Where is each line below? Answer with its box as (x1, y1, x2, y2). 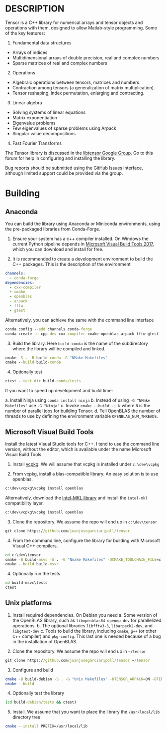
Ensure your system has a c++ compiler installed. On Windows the (12, 236, 149, 242)
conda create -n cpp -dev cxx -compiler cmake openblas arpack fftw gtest (5, 331, 159, 336)
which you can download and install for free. (12, 246, 104, 252)
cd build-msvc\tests (5, 580, 48, 585)
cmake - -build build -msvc (5, 562, 59, 567)
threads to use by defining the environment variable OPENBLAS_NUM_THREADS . (5, 413, 158, 419)
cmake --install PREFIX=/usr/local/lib (5, 724, 88, 729)
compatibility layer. (5, 500, 44, 506)
